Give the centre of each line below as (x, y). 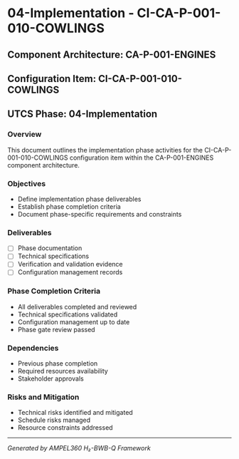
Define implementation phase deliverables (79, 199)
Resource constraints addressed (65, 428)
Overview (25, 135)
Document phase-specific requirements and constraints (100, 214)
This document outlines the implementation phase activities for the (105, 150)
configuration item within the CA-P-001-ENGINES (142, 158)
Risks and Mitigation (43, 397)
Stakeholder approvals (51, 378)
